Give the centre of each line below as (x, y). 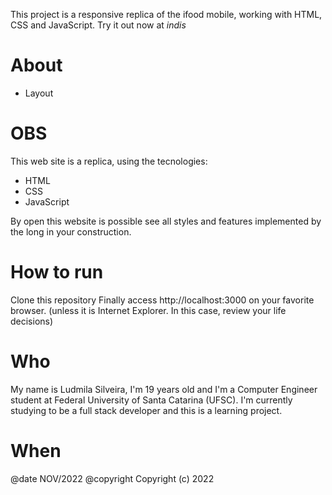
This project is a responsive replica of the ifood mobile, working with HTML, (166, 14)
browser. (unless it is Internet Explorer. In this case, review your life (148, 310)
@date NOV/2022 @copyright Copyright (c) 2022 (112, 478)
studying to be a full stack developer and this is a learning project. (146, 410)
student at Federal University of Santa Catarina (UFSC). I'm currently (151, 400)
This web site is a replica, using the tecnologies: (109, 161)
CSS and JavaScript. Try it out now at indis (98, 25)
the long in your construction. (71, 231)
